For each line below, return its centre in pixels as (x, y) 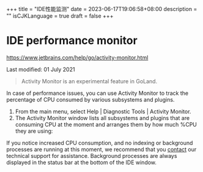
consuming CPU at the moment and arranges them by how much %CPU (106, 124)
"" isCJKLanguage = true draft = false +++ (60, 16)
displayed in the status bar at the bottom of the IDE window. (82, 162)
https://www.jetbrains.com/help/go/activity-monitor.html (77, 58)
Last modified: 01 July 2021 (41, 69)
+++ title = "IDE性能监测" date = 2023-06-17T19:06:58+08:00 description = (102, 9)
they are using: (34, 131)
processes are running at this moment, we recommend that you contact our (102, 149)
